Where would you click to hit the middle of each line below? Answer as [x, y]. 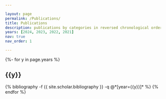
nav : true [15, 37]
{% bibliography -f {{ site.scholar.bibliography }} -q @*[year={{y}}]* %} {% [82, 87]
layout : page [19, 14]
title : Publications [26, 23]
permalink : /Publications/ [33, 18]
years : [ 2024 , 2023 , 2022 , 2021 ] [40, 32]
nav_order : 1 [19, 41]
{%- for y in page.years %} [33, 59]
